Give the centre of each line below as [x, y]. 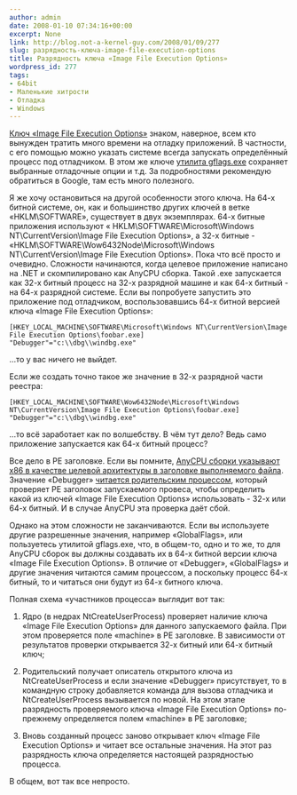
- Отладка [27, 100]
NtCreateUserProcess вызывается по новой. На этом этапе [133, 700]
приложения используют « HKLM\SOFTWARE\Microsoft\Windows [132, 227]
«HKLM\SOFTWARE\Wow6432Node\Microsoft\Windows [112, 245]
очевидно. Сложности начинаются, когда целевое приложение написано [148, 264]
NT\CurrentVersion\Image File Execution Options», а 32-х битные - [132, 235]
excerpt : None [35, 34]
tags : [19, 76]
